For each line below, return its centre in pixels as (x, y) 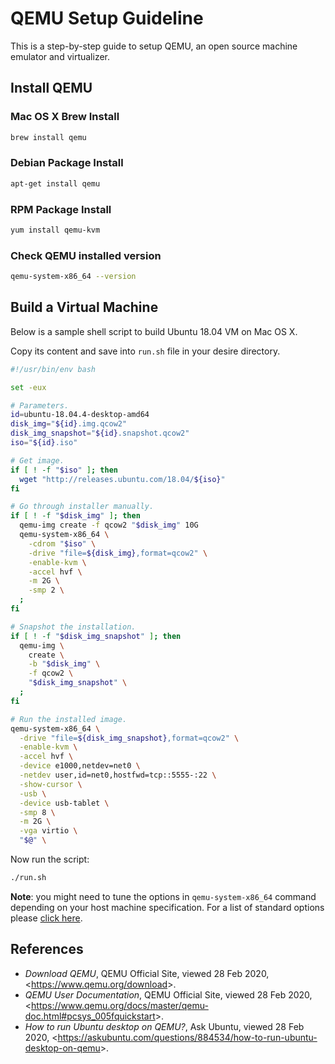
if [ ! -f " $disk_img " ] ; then (75, 516)
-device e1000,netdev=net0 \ (80, 766)
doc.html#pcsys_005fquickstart (90, 1016)
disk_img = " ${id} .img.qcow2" (69, 424)
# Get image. (37, 460)
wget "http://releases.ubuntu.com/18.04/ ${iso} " (122, 479)
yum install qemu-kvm (55, 230)
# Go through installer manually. (82, 507)
